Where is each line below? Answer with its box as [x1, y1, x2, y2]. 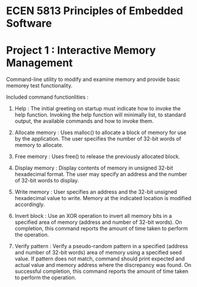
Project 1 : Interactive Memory [6, 44, 156, 57]
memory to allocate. [14, 142, 64, 149]
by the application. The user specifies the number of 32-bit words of [14, 135, 182, 142]
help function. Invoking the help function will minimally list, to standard [14, 111, 186, 119]
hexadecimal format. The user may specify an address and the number [14, 171, 188, 178]
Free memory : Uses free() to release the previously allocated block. [14, 153, 180, 160]
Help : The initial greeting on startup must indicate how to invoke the [14, 105, 181, 112]
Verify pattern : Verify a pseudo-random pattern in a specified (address [14, 243, 188, 250]
